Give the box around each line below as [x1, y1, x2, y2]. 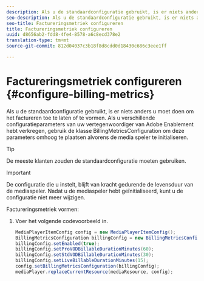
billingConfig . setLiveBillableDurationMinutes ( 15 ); [15, 257, 149, 264]
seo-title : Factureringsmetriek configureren [6, 20, 123, 26]
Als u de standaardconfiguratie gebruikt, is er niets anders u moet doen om [6, 107, 194, 115]
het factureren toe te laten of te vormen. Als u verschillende [6, 114, 155, 121]
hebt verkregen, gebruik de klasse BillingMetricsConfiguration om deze [6, 127, 185, 134]
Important [6, 169, 31, 176]
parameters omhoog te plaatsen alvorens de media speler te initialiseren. [6, 133, 189, 141]
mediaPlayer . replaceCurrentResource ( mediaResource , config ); [15, 269, 174, 275]
